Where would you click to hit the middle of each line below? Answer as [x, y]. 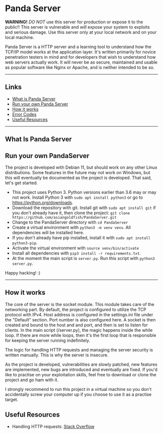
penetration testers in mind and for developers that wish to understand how [81, 57]
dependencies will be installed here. [48, 232]
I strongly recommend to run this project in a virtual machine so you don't [78, 389]
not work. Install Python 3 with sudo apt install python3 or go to [77, 197]
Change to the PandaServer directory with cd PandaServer [70, 222]
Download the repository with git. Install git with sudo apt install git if [84, 208]
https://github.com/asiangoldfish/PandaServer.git [64, 217]
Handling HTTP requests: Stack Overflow [53, 426]
